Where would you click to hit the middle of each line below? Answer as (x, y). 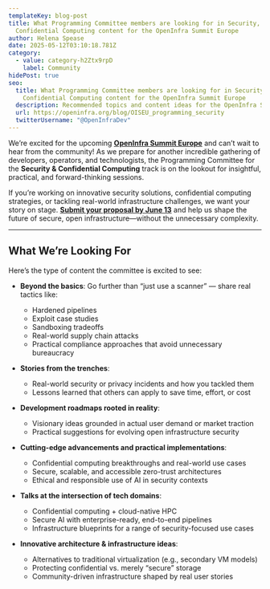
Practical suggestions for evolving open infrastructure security (135, 432)
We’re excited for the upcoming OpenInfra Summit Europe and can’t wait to (134, 143)
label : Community (52, 68)
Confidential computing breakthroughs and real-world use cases (139, 463)
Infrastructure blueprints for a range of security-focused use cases (143, 528)
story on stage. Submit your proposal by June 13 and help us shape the (128, 209)
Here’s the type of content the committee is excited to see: (105, 270)
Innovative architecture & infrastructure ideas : (99, 543)
